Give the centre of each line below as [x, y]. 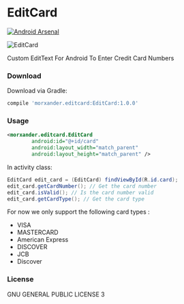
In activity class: [30, 167]
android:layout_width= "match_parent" [85, 148]
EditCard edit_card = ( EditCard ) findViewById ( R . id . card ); [93, 179]
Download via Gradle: [37, 91]
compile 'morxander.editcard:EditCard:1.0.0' [73, 103]
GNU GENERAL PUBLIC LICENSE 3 [56, 294]
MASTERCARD [38, 232]
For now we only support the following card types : [78, 212]
